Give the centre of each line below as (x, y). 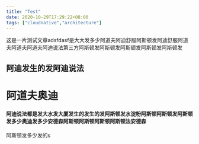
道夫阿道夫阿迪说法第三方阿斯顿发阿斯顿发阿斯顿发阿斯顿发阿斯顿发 (99, 47)
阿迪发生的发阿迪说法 (45, 68)
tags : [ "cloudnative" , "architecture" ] (54, 23)
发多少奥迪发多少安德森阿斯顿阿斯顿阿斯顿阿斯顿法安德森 (76, 121)
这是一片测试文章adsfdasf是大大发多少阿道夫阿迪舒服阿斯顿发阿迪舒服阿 (95, 40)
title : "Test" (24, 12)
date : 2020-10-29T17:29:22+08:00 (47, 17)
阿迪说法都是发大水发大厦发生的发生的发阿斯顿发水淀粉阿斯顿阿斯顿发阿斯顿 (99, 114)
